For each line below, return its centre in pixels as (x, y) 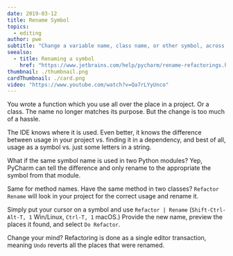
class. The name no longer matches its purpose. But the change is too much (116, 112)
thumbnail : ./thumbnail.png (48, 71)
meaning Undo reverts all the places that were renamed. (86, 245)
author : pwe (24, 40)
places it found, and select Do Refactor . (64, 224)
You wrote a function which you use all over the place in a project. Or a (108, 104)
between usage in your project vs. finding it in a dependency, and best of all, (116, 140)
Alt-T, (17, 218)
